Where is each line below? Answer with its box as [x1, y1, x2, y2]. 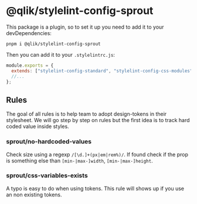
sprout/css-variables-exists [6, 171, 88, 179]
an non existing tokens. [6, 191, 63, 198]
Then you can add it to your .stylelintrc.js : [6, 51, 116, 58]
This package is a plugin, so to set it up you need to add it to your [6, 23, 164, 30]
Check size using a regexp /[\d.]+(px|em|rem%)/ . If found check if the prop [6, 151, 189, 158]
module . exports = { [6, 63, 54, 68]
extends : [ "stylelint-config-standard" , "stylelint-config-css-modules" [11, 68, 193, 74]
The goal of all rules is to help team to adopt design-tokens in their [6, 110, 167, 117]
